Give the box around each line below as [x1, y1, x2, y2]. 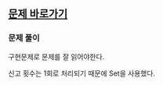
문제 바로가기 [8, 7, 68, 21]
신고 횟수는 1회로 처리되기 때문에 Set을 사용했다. [8, 69, 155, 78]
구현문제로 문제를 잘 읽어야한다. [8, 51, 105, 61]
